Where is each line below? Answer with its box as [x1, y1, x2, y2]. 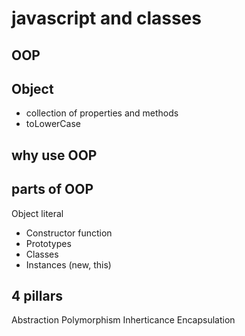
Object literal [11, 207, 64, 219]
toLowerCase [25, 118, 81, 130]
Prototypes [25, 237, 72, 249]
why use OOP [11, 147, 98, 164]
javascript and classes [11, 7, 202, 30]
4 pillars [11, 287, 63, 304]
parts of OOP [11, 181, 94, 198]
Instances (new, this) [25, 258, 112, 271]
